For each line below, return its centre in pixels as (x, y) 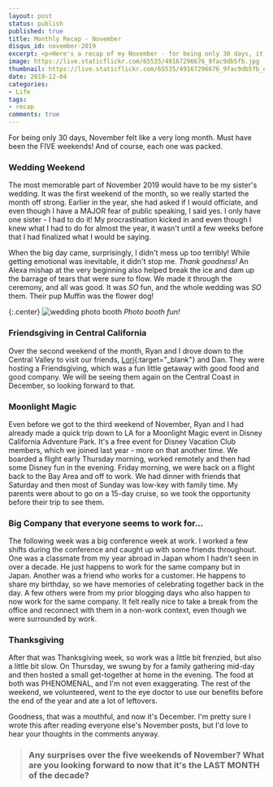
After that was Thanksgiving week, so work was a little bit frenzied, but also (135, 657)
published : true (36, 31)
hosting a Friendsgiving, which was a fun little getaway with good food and (134, 368)
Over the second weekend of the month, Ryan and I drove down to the (126, 350)
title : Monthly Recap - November (65, 39)
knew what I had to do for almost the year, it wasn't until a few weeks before (136, 228)
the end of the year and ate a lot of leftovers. (83, 701)
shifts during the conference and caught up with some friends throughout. (133, 550)
